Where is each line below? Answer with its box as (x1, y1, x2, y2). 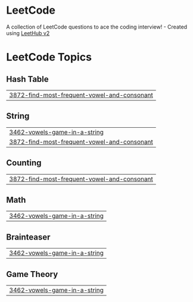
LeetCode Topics (6, 51, 92, 64)
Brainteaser (6, 232, 51, 242)
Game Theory (6, 269, 58, 279)
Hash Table (6, 74, 49, 84)
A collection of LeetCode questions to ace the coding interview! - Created (6, 23, 188, 30)
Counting (6, 158, 42, 168)
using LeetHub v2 (6, 29, 50, 36)
